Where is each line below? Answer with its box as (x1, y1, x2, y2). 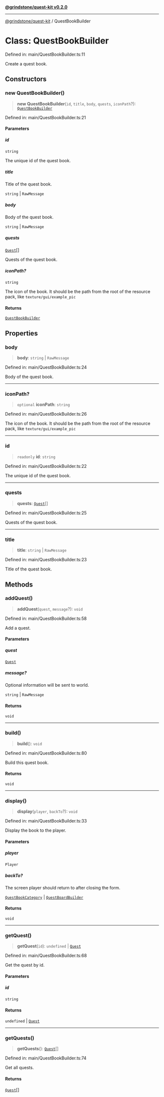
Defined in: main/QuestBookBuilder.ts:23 (5, 557, 87, 563)
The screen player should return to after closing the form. (5, 885, 121, 890)
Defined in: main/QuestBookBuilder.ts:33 (5, 818, 87, 824)
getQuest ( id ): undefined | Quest (17, 943, 82, 949)
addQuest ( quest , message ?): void (17, 606, 83, 612)
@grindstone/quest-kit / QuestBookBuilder (5, 18, 91, 24)
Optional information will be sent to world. (5, 682, 89, 688)
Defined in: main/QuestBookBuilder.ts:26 (5, 411, 87, 417)
